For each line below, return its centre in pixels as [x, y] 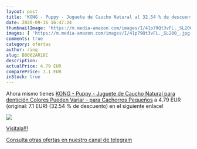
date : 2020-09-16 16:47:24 [39, 22]
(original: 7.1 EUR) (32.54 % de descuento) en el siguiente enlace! [85, 106]
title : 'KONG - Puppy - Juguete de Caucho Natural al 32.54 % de [87, 17]
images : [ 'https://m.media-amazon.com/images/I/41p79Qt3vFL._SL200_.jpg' [99, 33]
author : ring [22, 50]
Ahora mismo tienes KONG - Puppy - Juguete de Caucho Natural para [91, 94]
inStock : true [23, 77]
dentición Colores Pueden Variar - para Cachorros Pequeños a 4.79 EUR [94, 100]
